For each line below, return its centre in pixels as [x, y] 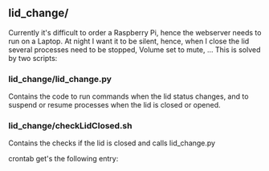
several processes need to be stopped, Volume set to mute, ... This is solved [134, 49]
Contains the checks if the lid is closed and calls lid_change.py [112, 143]
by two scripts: [33, 58]
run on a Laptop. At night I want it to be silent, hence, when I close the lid [129, 41]
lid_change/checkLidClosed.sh [70, 126]
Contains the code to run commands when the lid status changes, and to [128, 96]
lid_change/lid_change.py [60, 79]
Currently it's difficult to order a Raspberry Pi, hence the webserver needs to [135, 32]
